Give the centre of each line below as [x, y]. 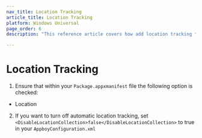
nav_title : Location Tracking [44, 12]
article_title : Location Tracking [50, 17]
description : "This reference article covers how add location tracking [99, 34]
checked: [26, 93]
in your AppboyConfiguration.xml [55, 129]
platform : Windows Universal [43, 23]
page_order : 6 [24, 29]
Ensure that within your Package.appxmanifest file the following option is [104, 86]
